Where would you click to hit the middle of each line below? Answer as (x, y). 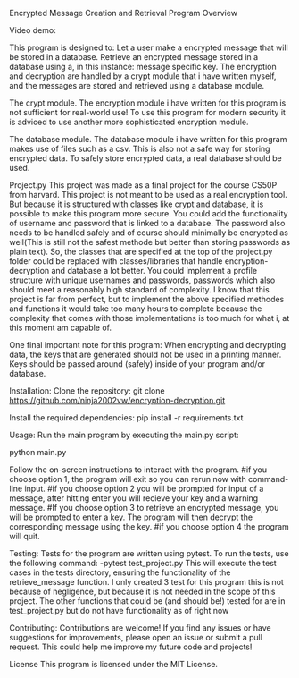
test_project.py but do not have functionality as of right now (119, 610)
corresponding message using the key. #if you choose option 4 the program (149, 526)
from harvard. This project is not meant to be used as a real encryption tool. (148, 195)
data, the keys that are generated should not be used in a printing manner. (145, 354)
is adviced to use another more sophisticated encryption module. (129, 122)
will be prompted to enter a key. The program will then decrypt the (131, 517)
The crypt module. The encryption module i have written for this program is (148, 103)
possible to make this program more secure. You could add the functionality (149, 213)
